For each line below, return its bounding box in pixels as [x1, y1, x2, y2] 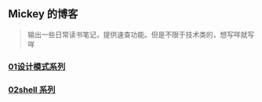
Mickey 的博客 [8, 7, 78, 21]
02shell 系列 [8, 84, 56, 95]
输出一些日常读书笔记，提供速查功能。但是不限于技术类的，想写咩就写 [27, 30, 255, 39]
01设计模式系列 [8, 61, 66, 72]
